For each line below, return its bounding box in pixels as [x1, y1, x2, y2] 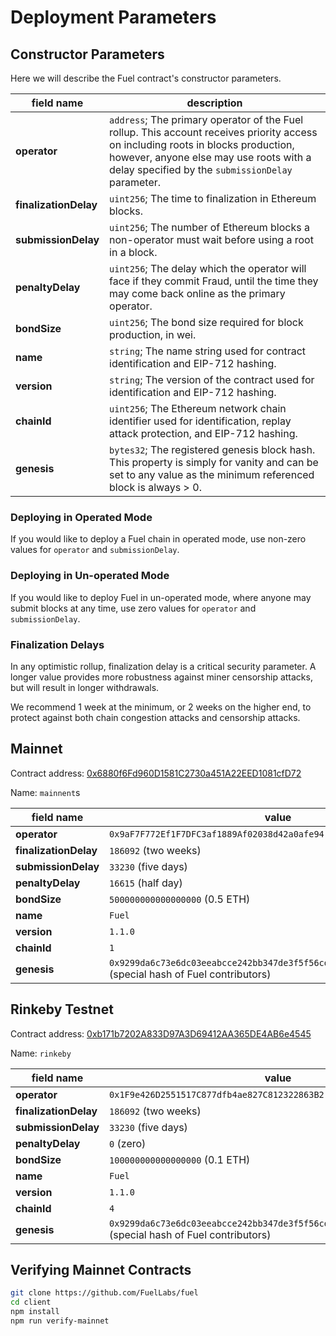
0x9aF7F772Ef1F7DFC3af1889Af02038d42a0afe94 [109, 828, 325, 840]
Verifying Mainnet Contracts [10, 1261, 192, 1278]
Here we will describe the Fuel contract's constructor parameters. [10, 72, 282, 84]
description [186, 96, 243, 110]
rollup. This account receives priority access [109, 126, 318, 139]
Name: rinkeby [10, 1047, 72, 1059]
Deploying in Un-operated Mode [10, 569, 170, 583]
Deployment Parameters [10, 6, 217, 29]
